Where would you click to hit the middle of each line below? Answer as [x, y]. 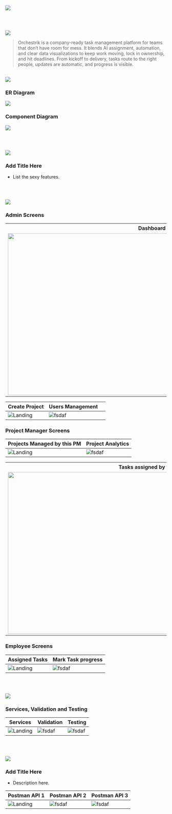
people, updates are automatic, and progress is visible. [76, 64]
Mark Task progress [78, 659]
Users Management [73, 407]
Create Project [26, 407]
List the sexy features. [36, 177]
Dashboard [152, 228]
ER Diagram [20, 93]
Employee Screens [29, 646]
